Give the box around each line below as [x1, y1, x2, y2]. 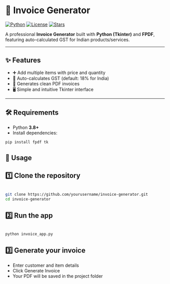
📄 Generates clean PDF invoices [12, 81, 80, 87]
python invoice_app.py [5, 232, 53, 237]
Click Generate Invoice [12, 267, 60, 273]
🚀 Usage [5, 153, 32, 162]
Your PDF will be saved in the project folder [12, 273, 103, 279]
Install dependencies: [12, 129, 58, 136]
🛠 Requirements [5, 109, 59, 117]
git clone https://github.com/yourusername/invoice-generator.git [5, 192, 148, 197]
